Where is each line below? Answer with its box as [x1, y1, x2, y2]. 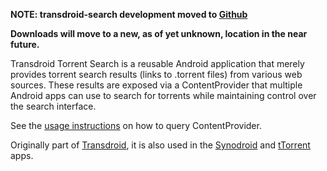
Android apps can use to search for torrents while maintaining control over [10, 90, 317, 101]
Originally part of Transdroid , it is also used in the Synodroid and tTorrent [10, 139, 311, 151]
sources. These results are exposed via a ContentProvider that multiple [10, 79, 303, 91]
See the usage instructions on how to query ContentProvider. [10, 120, 262, 131]
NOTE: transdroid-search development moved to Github [10, 9, 248, 20]
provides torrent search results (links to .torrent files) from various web [10, 69, 303, 80]
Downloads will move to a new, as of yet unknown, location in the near [10, 28, 308, 39]
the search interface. [10, 100, 97, 112]
